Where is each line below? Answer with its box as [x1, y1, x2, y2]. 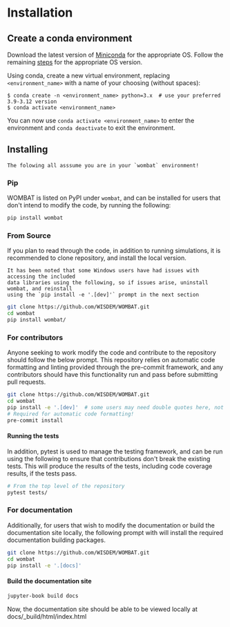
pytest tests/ [7, 489, 48, 496]
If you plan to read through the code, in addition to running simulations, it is [7, 247, 221, 255]
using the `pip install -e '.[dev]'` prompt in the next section [7, 292, 199, 299]
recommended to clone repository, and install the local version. [7, 254, 186, 262]
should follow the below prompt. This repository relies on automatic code [7, 356, 215, 364]
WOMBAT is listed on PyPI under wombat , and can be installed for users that [7, 194, 221, 202]
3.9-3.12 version [7, 98, 57, 105]
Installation [7, 5, 73, 21]
